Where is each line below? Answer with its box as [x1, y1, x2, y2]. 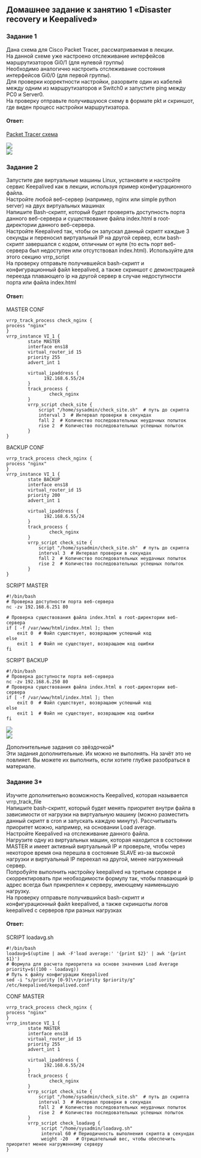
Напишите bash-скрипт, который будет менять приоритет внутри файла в [6, 804, 196, 812]
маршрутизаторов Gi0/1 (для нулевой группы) [6, 58, 124, 66]
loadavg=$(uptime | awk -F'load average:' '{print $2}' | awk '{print [6, 950, 187, 956]
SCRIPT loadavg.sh [6, 934, 54, 941]
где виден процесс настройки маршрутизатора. [6, 103, 130, 111]
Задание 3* [6, 778, 43, 786]
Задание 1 [6, 32, 37, 41]
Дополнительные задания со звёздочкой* [6, 744, 115, 751]
